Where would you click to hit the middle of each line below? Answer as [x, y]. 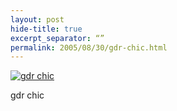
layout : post [37, 19]
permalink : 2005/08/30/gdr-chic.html [89, 47]
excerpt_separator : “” [57, 38]
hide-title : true [46, 29]
